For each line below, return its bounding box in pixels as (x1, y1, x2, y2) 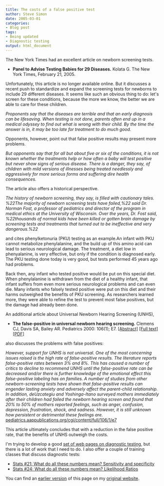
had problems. (5, 261, 35, 267)
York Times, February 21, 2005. (12, 71, 76, 77)
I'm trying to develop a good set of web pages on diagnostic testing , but (5, 441, 150, 447)
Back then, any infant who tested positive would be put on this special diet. (5, 270, 156, 276)
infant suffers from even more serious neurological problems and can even (5, 281, 155, 287)
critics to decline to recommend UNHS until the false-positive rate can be (5, 365, 153, 371)
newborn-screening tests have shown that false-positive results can (5, 380, 143, 387)
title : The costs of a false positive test (5, 7, 95, 12)
